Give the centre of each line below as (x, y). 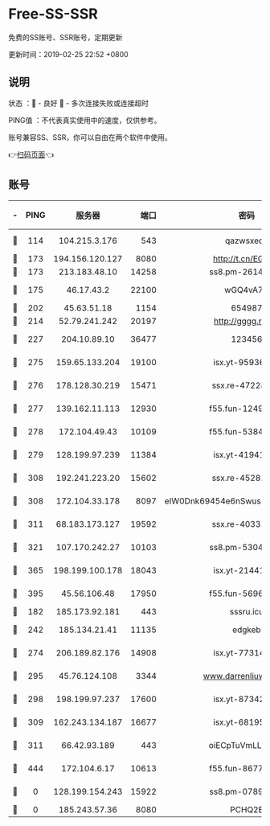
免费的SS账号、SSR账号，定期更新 (65, 37)
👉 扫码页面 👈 (31, 154)
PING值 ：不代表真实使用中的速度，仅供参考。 (85, 120)
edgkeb (247, 630)
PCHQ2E (247, 809)
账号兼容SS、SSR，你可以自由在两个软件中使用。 (90, 137)
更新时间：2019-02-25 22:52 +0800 (68, 54)
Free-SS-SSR (53, 14)
